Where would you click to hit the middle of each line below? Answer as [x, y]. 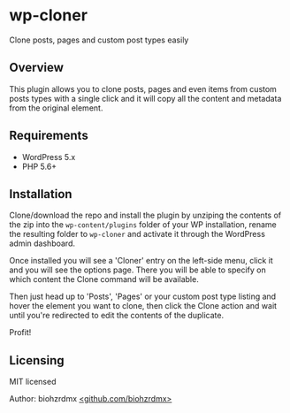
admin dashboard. [42, 243]
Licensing [37, 360]
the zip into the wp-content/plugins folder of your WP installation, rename [143, 225]
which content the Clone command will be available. [104, 279]
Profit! [20, 333]
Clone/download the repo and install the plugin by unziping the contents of [145, 215]
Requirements [49, 136]
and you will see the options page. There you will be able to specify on [138, 270]
